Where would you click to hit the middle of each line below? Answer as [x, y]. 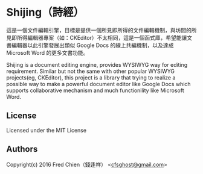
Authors [22, 149]
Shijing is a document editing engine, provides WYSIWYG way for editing [97, 64]
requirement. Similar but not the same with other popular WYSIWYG [91, 71]
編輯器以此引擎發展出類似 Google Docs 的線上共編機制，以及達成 [92, 45]
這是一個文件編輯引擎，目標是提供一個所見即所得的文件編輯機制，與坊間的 [99, 30]
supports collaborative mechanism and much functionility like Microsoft [95, 90]
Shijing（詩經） [45, 12]
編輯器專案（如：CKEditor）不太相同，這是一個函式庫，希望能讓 [107, 37]
